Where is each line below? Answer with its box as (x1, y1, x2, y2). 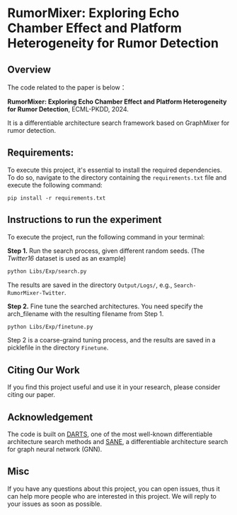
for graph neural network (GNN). (7, 445, 103, 453)
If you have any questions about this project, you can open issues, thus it (7, 484, 221, 493)
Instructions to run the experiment (7, 214, 162, 226)
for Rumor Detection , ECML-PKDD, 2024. (7, 105, 129, 113)
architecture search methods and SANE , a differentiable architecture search (7, 438, 229, 445)
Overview (7, 63, 52, 75)
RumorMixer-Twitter (7, 289, 65, 296)
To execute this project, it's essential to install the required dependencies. (7, 166, 223, 174)
